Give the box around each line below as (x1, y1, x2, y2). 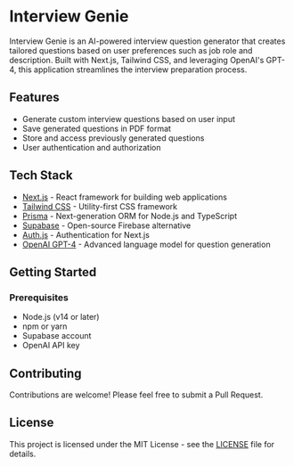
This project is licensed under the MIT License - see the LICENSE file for (9, 438, 274, 449)
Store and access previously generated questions (21, 132, 205, 143)
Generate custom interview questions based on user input (21, 113, 236, 124)
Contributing (9, 365, 82, 380)
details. (9, 448, 37, 459)
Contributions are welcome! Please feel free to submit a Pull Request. (9, 389, 264, 400)
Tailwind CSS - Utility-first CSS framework (21, 200, 178, 211)
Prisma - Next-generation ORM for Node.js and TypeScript (21, 210, 238, 221)
